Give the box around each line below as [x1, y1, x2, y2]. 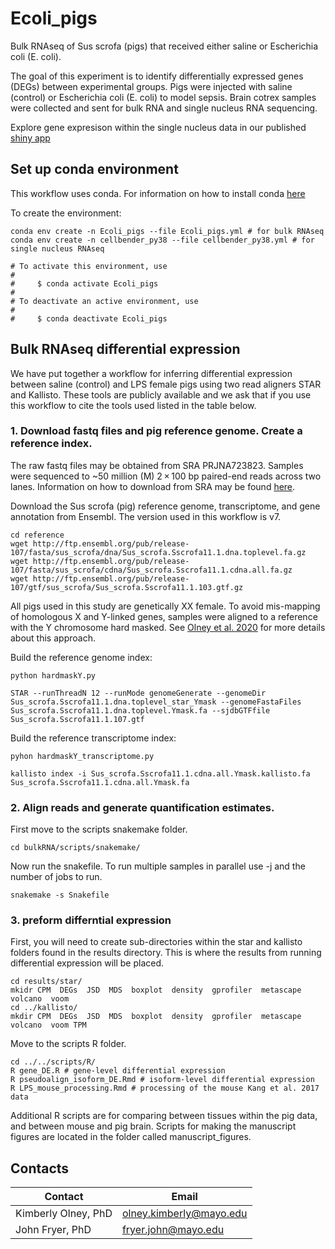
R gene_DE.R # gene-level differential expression [10, 1066, 226, 1076]
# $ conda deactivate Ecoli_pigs [10, 313, 168, 324]
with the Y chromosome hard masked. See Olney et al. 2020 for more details [10, 621, 326, 633]
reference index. [10, 437, 93, 451]
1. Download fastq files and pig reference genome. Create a [10, 424, 303, 438]
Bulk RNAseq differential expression [10, 341, 241, 358]
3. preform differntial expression [10, 913, 172, 927]
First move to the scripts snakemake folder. [10, 823, 188, 836]
